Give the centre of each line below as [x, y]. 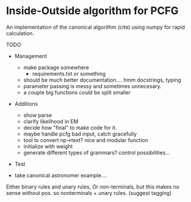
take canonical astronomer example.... [61, 175]
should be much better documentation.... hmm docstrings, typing [102, 80]
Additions [26, 103]
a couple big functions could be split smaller [77, 92]
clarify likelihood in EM [51, 121]
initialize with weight [48, 146]
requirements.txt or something [69, 73]
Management [31, 56]
